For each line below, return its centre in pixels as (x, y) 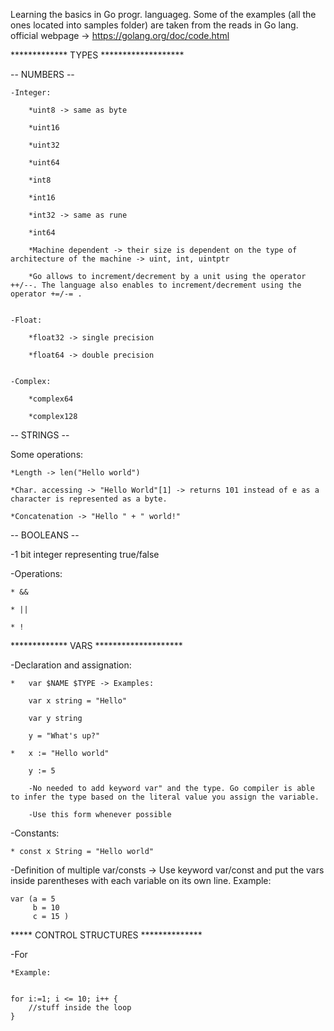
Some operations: (47, 454)
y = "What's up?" (64, 736)
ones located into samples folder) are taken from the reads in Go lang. (154, 25)
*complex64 (51, 399)
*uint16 (44, 128)
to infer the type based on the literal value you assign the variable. (165, 797)
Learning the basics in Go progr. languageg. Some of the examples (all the (163, 14)
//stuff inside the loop (80, 1008)
